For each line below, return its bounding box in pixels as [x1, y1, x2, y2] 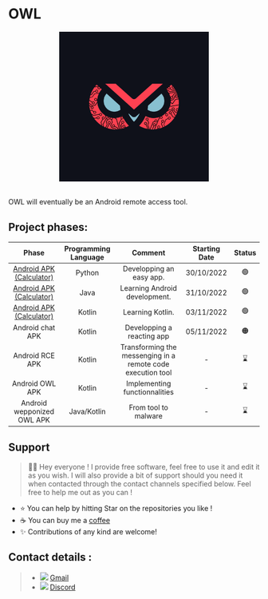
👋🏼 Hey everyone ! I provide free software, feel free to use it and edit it [27, 462, 260, 471]
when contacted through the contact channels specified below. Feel [27, 478, 251, 488]
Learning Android [120, 284, 178, 293]
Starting [192, 244, 221, 253]
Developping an [122, 264, 175, 273]
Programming [64, 244, 111, 253]
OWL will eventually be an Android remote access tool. [8, 197, 188, 207]
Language [70, 252, 105, 262]
